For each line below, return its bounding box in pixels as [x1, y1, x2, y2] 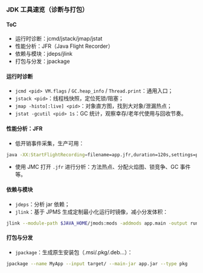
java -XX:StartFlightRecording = [6, 151, 88, 158]
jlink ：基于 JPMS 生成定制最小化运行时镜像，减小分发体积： [14, 208, 169, 215]
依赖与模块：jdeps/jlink [14, 50, 73, 58]
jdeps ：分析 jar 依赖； [14, 200, 70, 208]
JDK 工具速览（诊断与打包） [6, 5, 89, 13]
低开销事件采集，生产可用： [14, 139, 85, 146]
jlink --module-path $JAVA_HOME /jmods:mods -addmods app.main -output [6, 220, 188, 226]
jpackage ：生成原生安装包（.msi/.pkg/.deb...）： [14, 248, 133, 255]
